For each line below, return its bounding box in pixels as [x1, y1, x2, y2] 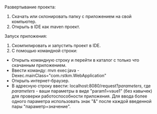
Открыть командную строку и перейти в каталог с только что [11, 57, 140, 63]
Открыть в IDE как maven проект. [11, 24, 80, 30]
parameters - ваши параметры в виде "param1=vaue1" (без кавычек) [11, 88, 153, 94]
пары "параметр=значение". [11, 104, 71, 109]
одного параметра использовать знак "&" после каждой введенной [11, 98, 152, 104]
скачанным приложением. [11, 63, 67, 68]
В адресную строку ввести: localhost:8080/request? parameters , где [11, 83, 151, 89]
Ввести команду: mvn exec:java [11, 67, 76, 73]
